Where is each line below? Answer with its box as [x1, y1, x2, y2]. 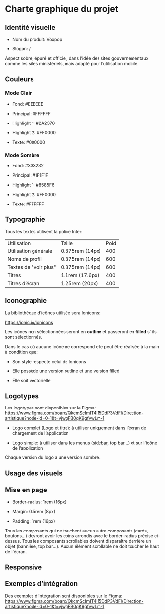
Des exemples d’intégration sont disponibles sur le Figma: [5, 593, 123, 599]
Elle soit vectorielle [12, 377, 51, 383]
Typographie [5, 215, 45, 224]
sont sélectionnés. [5, 334, 43, 340]
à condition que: [5, 349, 38, 355]
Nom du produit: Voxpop [12, 36, 63, 42]
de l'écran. [5, 548, 27, 554]
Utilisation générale [7, 247, 53, 254]
